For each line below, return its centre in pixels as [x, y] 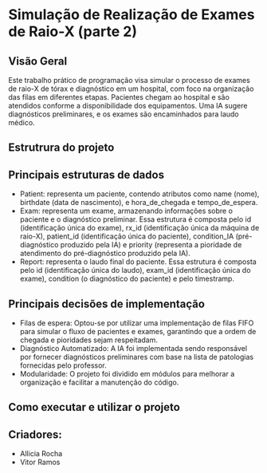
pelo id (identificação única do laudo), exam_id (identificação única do [135, 270]
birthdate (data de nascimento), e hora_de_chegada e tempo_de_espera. [139, 203]
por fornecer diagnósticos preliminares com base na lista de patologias [136, 357]
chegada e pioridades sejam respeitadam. [88, 340]
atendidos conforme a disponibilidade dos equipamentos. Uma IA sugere [128, 106]
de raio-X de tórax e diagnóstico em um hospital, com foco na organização [131, 89]
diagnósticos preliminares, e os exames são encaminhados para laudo [124, 114]
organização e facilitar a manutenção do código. [99, 382]
